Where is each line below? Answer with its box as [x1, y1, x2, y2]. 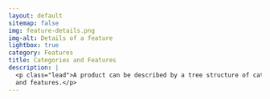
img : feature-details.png [8, 26, 95, 34]
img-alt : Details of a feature [8, 34, 113, 42]
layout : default [8, 11, 63, 20]
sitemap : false [8, 19, 59, 27]
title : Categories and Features [8, 57, 117, 65]
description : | [8, 64, 59, 72]
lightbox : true [8, 42, 59, 49]
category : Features [8, 49, 74, 57]
